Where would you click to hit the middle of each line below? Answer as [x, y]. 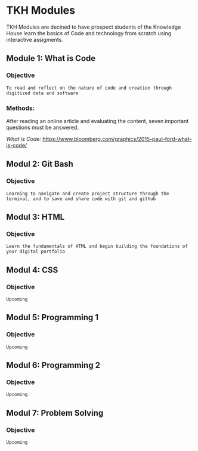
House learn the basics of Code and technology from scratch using [89, 33]
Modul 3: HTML [35, 217]
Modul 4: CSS [32, 270]
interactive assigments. [35, 39]
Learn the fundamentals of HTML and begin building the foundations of [97, 246]
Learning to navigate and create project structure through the [88, 194]
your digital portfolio [36, 251]
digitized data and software [42, 93]
